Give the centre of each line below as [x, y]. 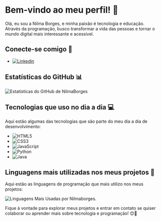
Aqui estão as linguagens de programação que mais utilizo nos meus [74, 184]
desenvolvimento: [23, 127]
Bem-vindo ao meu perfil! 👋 [62, 10]
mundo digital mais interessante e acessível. [50, 34]
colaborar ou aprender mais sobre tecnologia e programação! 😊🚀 [71, 213]
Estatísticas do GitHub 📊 [44, 77]
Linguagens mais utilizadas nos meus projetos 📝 [80, 172]
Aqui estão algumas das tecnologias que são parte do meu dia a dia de [76, 121]
